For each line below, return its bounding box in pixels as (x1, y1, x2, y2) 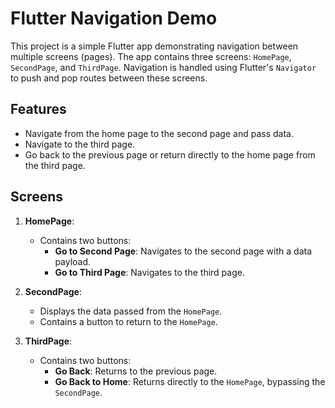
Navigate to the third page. (24, 138, 136, 150)
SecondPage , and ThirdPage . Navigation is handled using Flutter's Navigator (10, 61, 317, 73)
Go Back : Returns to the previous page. (54, 365, 218, 377)
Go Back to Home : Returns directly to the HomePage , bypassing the (54, 375, 326, 387)
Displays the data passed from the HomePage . (39, 305, 223, 317)
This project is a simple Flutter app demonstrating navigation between (10, 40, 299, 52)
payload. (54, 255, 92, 267)
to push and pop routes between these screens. (10, 72, 208, 84)
